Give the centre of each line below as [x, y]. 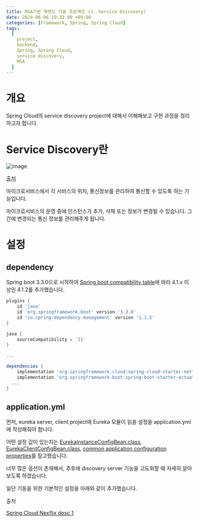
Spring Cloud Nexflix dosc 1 [40, 513]
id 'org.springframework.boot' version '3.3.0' [76, 312]
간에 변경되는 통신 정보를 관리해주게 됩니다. [56, 219]
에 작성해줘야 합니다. [30, 429]
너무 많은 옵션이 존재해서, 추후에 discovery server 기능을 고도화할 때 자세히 [94, 468]
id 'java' [29, 307]
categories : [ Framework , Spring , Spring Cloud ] [66, 23]
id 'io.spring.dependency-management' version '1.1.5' [86, 317]
